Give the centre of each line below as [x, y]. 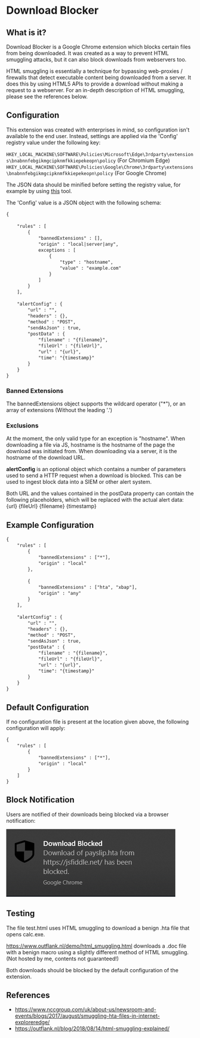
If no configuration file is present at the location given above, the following [98, 722]
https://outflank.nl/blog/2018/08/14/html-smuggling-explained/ [92, 1028]
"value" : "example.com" [90, 268]
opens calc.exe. [26, 934]
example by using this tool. [39, 191]
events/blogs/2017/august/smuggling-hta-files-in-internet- [87, 1016]
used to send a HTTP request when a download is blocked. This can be [94, 475]
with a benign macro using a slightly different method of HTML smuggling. [98, 952]
